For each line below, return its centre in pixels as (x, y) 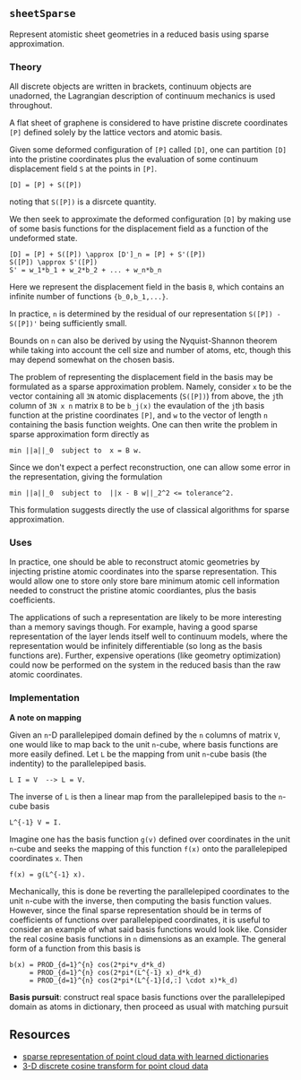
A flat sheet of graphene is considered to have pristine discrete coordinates (149, 123)
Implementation (45, 698)
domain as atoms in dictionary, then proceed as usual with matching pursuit (149, 1007)
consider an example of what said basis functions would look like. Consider (148, 929)
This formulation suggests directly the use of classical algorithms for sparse (149, 510)
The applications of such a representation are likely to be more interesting (146, 618)
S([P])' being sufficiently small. (68, 324)
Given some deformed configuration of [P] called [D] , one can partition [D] (148, 150)
